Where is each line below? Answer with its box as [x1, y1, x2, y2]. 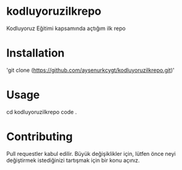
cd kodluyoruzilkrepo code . [6, 108, 77, 115]
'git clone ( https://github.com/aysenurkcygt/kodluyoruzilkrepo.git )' [6, 66, 175, 74]
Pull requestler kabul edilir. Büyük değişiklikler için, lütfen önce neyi [6, 150, 176, 157]
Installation [6, 46, 65, 60]
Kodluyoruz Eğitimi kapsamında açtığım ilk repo [6, 25, 126, 32]
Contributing [6, 130, 73, 144]
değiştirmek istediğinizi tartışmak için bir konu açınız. [6, 156, 140, 164]
